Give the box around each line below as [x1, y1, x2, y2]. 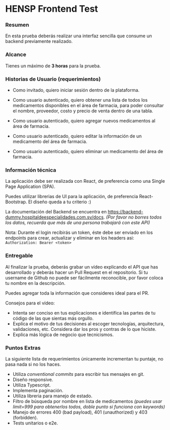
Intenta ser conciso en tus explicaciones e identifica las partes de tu [12, 309, 156, 316]
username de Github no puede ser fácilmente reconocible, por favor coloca [5, 274, 163, 281]
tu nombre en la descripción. [5, 280, 66, 286]
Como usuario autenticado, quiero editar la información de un [12, 133, 142, 139]
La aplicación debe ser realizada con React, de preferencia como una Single [5, 178, 165, 184]
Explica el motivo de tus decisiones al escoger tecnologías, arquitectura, [12, 320, 165, 327]
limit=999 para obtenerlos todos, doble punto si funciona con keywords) [12, 403, 165, 410]
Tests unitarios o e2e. [12, 420, 59, 426]
